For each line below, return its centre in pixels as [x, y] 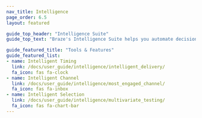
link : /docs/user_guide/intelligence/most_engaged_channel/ [88, 84]
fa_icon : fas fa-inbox [40, 89]
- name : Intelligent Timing [41, 61]
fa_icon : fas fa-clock [40, 72]
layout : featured [28, 23]
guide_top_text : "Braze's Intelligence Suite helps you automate [90, 40]
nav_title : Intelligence [37, 12]
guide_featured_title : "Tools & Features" [60, 50]
